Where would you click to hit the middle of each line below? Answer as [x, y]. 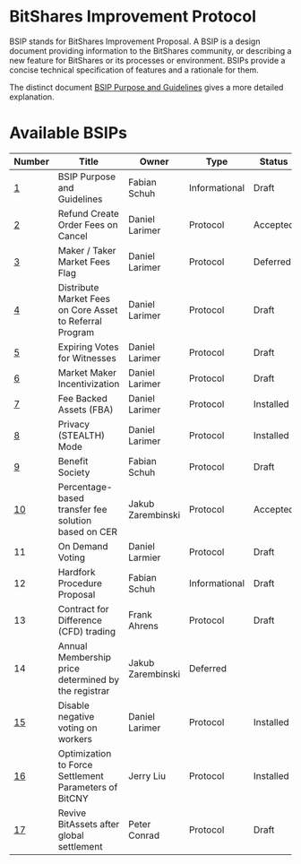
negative [76, 716]
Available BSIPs [69, 133]
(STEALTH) [82, 435]
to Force [75, 765]
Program [76, 332]
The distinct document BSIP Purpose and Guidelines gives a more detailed [146, 87]
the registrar [84, 690]
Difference [80, 620]
